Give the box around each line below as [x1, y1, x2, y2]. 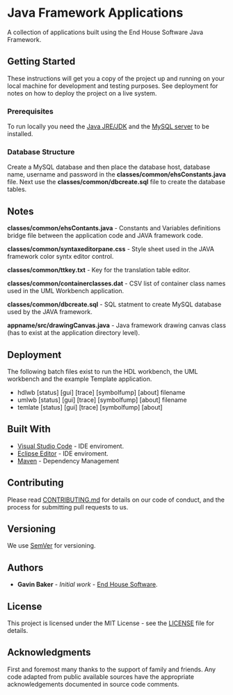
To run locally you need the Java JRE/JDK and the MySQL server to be [7, 122, 210, 130]
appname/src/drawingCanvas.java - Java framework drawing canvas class [7, 321, 226, 329]
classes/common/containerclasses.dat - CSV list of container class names [7, 279, 226, 287]
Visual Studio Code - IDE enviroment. [17, 442, 124, 450]
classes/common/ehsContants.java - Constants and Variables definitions [7, 224, 221, 232]
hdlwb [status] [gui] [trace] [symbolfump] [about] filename [17, 388, 186, 396]
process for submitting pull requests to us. [7, 502, 129, 511]
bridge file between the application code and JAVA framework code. [7, 232, 204, 240]
